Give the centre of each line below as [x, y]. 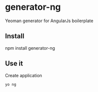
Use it [14, 64]
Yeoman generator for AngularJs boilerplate [49, 21]
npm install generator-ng [30, 48]
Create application [24, 75]
